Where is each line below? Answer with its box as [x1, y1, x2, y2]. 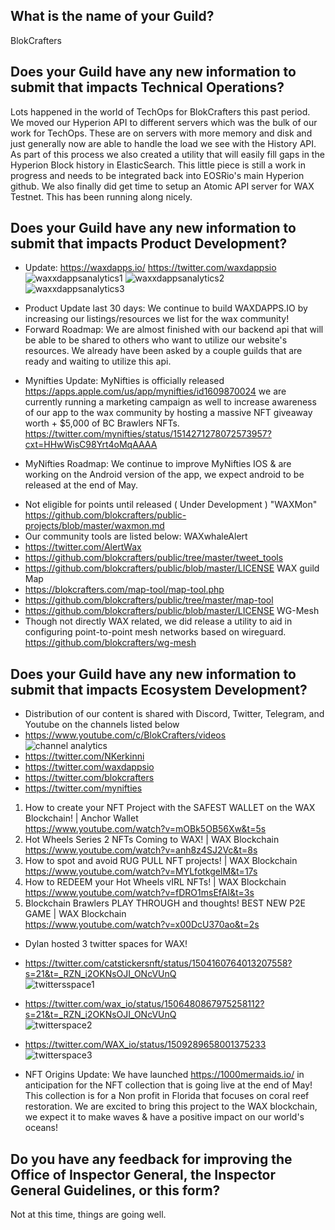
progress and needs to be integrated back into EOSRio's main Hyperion [10, 169, 305, 181]
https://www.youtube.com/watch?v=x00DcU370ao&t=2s [24, 919, 260, 931]
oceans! [24, 1122, 59, 1134]
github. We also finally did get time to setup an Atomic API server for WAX [10, 180, 315, 192]
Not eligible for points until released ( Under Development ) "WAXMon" [24, 499, 318, 511]
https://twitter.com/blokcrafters [24, 772, 155, 784]
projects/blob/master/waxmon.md [24, 520, 165, 532]
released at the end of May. [24, 479, 138, 491]
